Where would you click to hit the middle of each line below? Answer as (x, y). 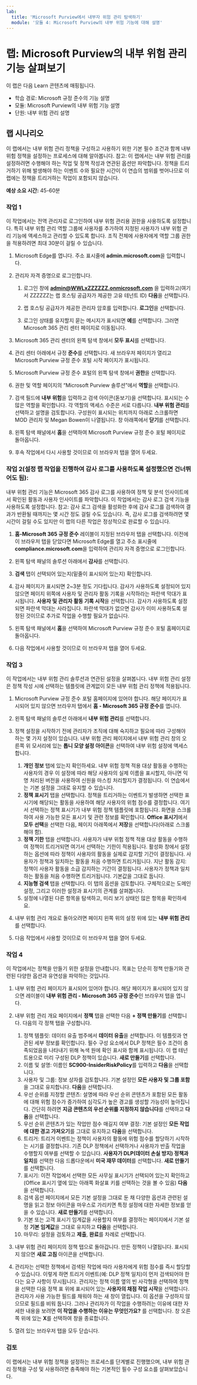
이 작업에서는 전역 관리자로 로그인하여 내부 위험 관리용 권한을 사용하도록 (89, 221)
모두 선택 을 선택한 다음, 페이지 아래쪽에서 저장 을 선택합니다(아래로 (99, 825)
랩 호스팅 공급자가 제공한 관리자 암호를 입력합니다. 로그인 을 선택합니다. (104, 308)
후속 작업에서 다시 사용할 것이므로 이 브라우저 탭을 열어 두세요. (86, 452)
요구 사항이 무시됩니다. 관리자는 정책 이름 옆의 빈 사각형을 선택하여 (102, 1281)
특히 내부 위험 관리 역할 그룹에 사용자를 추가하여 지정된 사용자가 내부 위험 (98, 229)
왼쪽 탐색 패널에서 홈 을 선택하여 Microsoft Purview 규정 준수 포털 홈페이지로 (103, 628)
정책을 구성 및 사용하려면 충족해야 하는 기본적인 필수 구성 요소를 (85, 1369)
